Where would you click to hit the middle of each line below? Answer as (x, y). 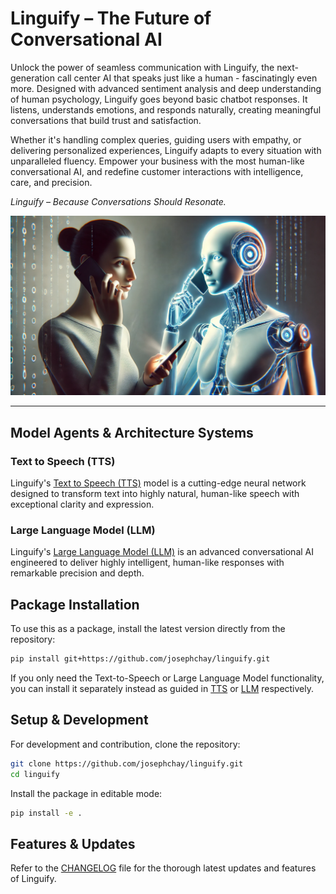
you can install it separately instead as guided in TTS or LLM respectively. (162, 689)
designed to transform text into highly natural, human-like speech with (155, 494)
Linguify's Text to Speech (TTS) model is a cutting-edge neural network (158, 483)
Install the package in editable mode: (86, 793)
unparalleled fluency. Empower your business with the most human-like (157, 161)
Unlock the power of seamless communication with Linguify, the (142, 67)
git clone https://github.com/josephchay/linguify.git (127, 763)
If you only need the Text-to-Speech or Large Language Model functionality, (167, 678)
